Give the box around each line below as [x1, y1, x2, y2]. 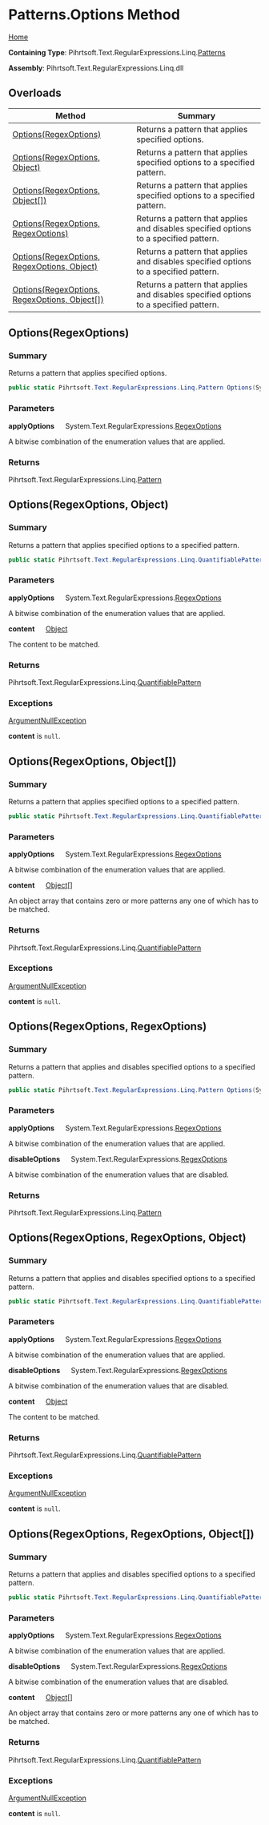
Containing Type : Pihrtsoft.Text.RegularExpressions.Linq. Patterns [8, 47, 226, 57]
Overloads [8, 87, 62, 100]
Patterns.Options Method [8, 6, 180, 24]
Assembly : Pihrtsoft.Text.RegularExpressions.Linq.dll [8, 62, 184, 73]
